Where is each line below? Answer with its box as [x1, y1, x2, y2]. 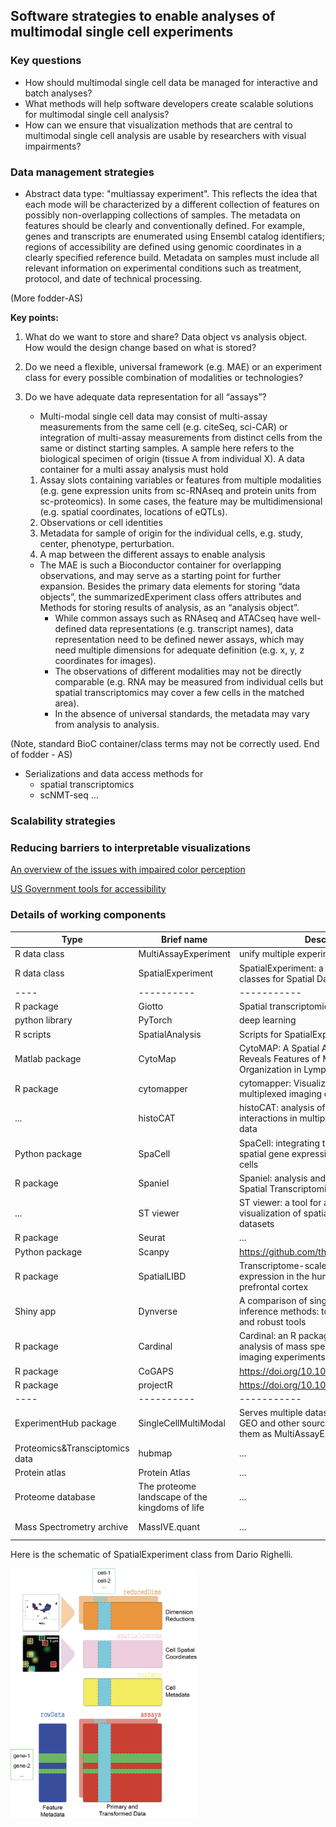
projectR [138, 1379, 173, 1391]
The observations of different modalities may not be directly [54, 665, 302, 677]
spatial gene [238, 1147, 290, 1159]
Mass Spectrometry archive [14, 1520, 129, 1533]
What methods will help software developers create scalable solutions [24, 97, 314, 109]
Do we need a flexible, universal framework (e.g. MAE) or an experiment [24, 360, 323, 373]
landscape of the [138, 1491, 208, 1503]
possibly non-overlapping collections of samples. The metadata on [24, 209, 301, 221]
